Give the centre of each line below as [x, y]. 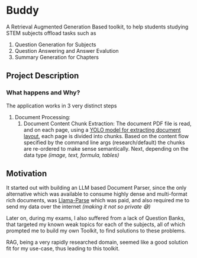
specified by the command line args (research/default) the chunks [104, 142]
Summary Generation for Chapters [57, 57]
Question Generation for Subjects [55, 44]
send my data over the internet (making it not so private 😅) [78, 207]
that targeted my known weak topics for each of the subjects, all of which [96, 224]
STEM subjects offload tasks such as [51, 33]
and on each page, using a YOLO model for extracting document [102, 130]
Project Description [43, 76]
